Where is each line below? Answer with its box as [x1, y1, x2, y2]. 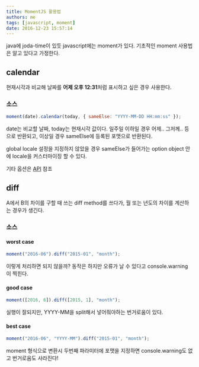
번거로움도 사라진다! [12, 355, 59, 362]
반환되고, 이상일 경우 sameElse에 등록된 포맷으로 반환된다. [17, 133, 153, 140]
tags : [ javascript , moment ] [6, 20, 76, 25]
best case [6, 323, 31, 330]
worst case [6, 238, 34, 245]
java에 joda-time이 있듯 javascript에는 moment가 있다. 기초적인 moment [6, 42, 177, 49]
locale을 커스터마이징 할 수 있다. [12, 152, 87, 160]
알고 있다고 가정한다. [12, 50, 60, 57]
